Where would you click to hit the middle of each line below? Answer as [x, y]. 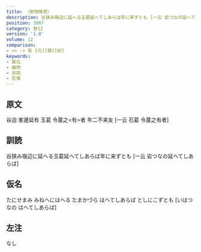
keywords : [19, 56]
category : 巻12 [25, 28]
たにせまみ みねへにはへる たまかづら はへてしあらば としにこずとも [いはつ [100, 200]
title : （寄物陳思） [29, 12]
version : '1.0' [25, 34]
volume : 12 [20, 40]
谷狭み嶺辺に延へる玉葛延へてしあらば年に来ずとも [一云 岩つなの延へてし [98, 156]
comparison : [21, 45]
